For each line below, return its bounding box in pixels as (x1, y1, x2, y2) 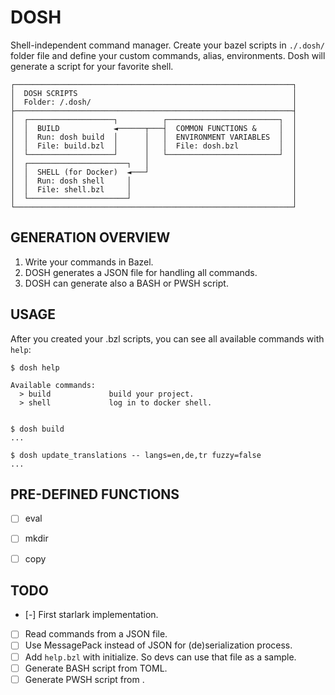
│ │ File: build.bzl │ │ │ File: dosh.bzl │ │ (10, 141, 298, 151)
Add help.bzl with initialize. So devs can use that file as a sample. (24, 651, 297, 663)
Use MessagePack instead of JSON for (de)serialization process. (24, 639, 293, 651)
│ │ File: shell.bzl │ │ (10, 184, 298, 195)
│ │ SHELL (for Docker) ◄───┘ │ (10, 167, 298, 177)
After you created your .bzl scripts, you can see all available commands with (10, 332, 325, 345)
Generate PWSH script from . (24, 673, 145, 685)
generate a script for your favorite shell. (10, 60, 174, 72)
